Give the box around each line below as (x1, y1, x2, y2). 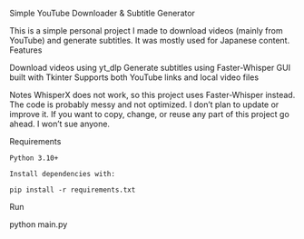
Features (9, 45, 43, 55)
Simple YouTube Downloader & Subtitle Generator (9, 8, 195, 18)
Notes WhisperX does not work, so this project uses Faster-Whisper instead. (9, 90, 296, 100)
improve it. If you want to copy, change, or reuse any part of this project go (9, 109, 290, 119)
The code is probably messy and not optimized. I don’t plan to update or (9, 99, 279, 110)
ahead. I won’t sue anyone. (9, 118, 111, 129)
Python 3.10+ (9, 154, 59, 163)
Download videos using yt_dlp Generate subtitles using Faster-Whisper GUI (9, 63, 291, 73)
